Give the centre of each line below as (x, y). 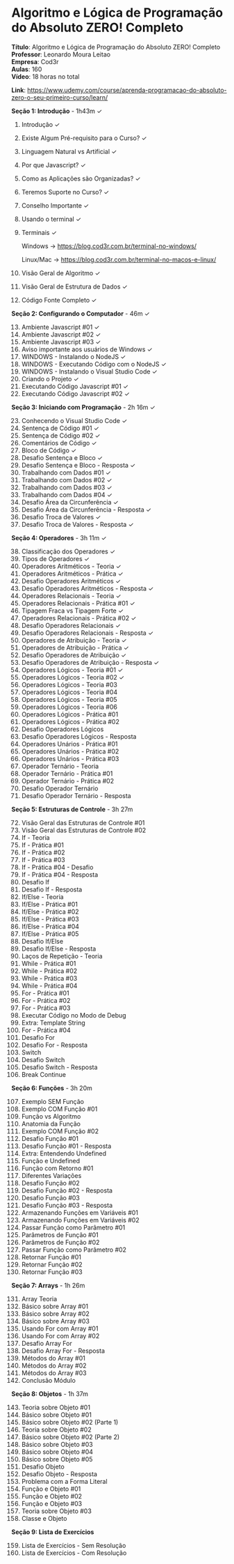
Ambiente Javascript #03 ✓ (61, 342)
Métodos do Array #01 (53, 1358)
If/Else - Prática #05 (50, 934)
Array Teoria (39, 1298)
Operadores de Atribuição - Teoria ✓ (74, 640)
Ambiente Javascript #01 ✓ (60, 327)
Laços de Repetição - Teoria (62, 956)
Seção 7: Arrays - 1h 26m (48, 1285)
